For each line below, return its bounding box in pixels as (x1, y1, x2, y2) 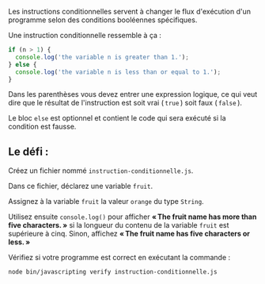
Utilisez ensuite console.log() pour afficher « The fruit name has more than (8, 212, 257, 221)
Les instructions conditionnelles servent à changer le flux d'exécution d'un (8, 7, 252, 16)
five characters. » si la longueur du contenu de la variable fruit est (8, 221, 229, 230)
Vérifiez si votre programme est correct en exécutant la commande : (8, 253, 231, 263)
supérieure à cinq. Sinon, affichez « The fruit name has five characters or (8, 229, 251, 239)
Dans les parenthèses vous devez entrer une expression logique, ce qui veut (8, 90, 258, 99)
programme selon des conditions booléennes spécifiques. (8, 15, 198, 25)
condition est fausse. (8, 122, 77, 132)
